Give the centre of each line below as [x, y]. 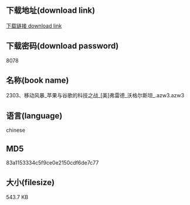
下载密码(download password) [62, 46]
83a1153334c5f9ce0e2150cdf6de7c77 [52, 163]
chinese [16, 130]
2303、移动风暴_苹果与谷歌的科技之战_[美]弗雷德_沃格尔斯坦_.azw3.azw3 [95, 95]
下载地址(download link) [51, 11]
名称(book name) [38, 81]
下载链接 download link [34, 26]
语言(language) [34, 116]
